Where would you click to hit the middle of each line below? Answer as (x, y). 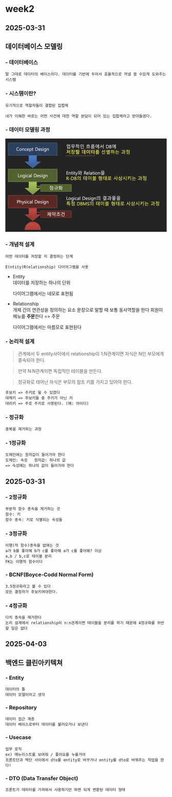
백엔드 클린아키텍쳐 (34, 662)
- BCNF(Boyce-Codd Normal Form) (49, 575)
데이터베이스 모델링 (34, 46)
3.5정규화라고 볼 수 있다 (28, 586)
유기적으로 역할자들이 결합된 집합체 (37, 106)
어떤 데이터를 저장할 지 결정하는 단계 (39, 256)
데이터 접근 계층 (20, 719)
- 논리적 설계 (20, 341)
